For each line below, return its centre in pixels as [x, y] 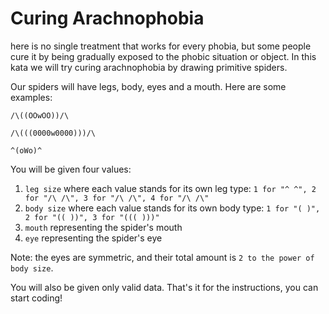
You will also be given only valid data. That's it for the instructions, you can [164, 287]
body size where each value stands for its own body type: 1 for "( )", [172, 208]
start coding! [36, 298]
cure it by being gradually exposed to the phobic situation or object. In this [163, 56]
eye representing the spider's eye [93, 238]
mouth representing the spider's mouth [103, 227]
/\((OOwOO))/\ [40, 115]
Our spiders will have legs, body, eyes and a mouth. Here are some [148, 86]
